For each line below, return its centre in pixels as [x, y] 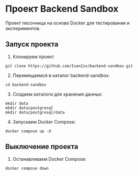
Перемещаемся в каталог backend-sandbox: [61, 75]
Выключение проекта [42, 147]
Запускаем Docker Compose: [44, 122]
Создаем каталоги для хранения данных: [58, 94]
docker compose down [27, 168]
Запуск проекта [32, 45]
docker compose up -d [28, 131]
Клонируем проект [33, 56]
